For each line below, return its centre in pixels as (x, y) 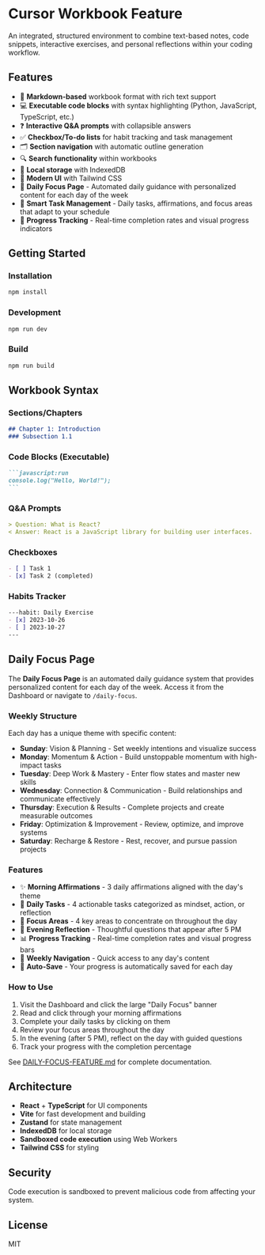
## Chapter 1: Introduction (55, 429)
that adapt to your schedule (64, 211)
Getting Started (47, 254)
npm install (28, 292)
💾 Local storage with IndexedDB (72, 169)
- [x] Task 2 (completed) (51, 576)
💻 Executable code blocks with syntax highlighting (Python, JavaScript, (138, 105)
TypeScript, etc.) (47, 116)
